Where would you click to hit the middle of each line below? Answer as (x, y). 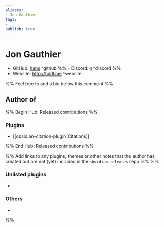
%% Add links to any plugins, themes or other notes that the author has (80, 156)
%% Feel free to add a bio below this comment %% (59, 84)
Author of (21, 100)
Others (14, 199)
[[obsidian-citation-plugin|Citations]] (51, 136)
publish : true (20, 29)
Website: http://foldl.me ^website (47, 74)
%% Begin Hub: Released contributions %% (52, 112)
